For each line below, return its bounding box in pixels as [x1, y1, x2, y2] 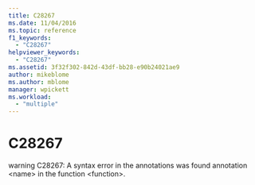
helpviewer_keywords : [8, 48, 80, 56]
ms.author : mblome [8, 78, 69, 86]
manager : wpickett [8, 85, 69, 94]
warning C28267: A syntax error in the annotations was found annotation [8, 160, 248, 171]
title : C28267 [8, 11, 56, 20]
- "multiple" [15, 100, 59, 108]
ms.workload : [8, 93, 52, 101]
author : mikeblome [8, 71, 69, 79]
